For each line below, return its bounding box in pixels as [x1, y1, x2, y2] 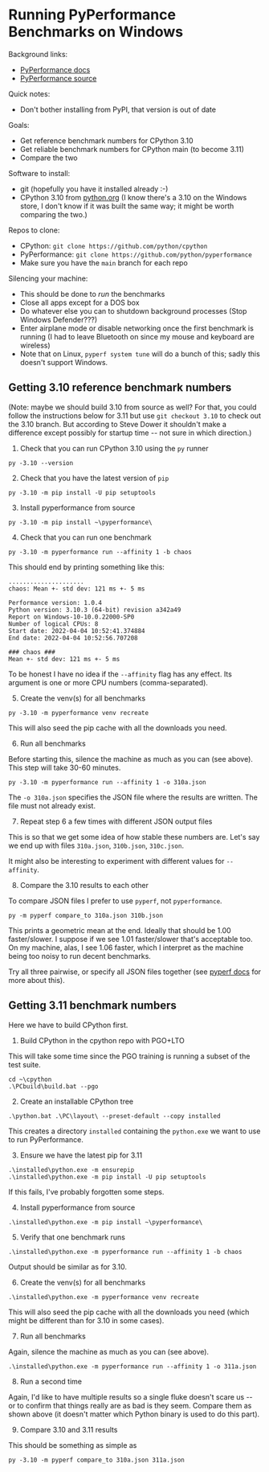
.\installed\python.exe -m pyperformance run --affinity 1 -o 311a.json [8, 1362, 257, 1371]
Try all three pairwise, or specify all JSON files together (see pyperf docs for [8, 967, 262, 977]
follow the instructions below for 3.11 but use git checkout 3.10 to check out [8, 410, 261, 420]
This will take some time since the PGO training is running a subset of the [8, 1051, 251, 1061]
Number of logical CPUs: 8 [8, 619, 99, 628]
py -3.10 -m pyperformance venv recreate [8, 709, 149, 717]
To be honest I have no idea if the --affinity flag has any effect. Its [8, 669, 233, 679]
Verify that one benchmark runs [19, 1232, 126, 1242]
